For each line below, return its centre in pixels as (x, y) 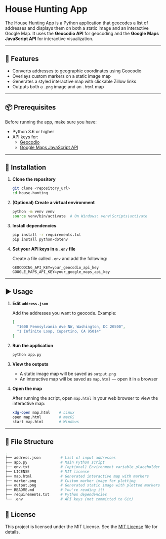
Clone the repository (34, 179)
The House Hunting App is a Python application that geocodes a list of (77, 23)
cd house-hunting (30, 193)
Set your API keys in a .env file (44, 249)
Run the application (33, 345)
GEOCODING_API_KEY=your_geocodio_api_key (55, 268)
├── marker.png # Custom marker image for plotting (70, 481)
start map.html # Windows (45, 422)
